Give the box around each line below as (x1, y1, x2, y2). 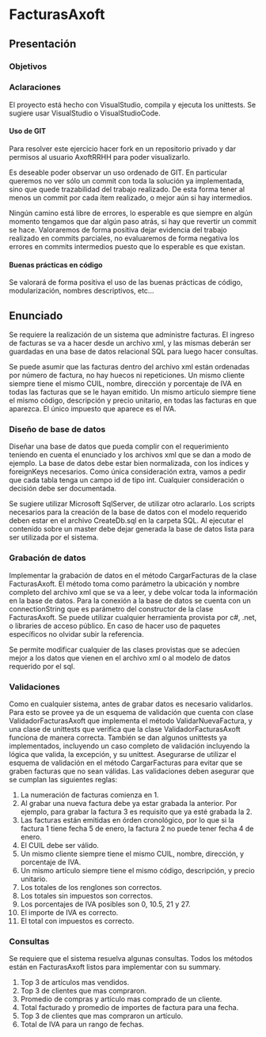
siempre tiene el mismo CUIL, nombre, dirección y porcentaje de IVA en (9, 379, 242, 388)
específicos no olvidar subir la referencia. (9, 629, 145, 638)
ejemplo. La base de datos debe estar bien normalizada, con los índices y (9, 459, 249, 468)
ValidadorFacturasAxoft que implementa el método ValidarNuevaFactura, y (9, 716, 253, 725)
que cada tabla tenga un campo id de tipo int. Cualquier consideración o (9, 475, 245, 485)
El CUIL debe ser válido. (20, 840, 100, 850)
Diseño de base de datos (9, 423, 106, 434)
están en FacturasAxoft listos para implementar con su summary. (9, 963, 221, 972)
